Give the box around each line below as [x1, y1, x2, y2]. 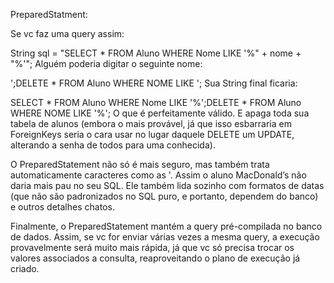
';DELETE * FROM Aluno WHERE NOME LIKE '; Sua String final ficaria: [10, 77, 298, 89]
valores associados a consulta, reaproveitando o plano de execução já [10, 252, 301, 264]
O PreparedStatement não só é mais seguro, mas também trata [10, 159, 270, 170]
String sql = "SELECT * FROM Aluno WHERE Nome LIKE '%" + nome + [10, 47, 302, 59]
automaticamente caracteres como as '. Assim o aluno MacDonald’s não [10, 169, 307, 181]
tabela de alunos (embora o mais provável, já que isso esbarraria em [10, 118, 292, 129]
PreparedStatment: [10, 9, 88, 20]
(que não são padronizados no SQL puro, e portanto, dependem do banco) [10, 190, 319, 202]
